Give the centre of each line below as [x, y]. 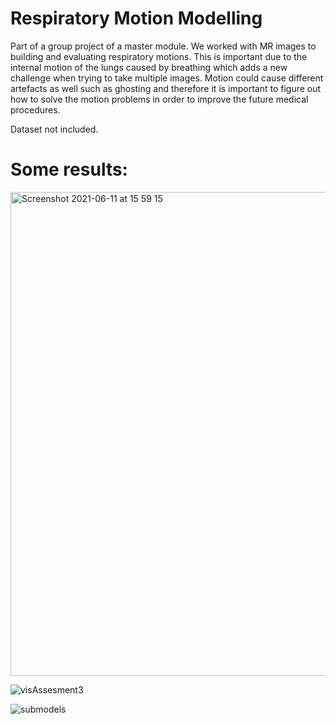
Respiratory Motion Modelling [136, 18]
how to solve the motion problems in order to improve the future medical [159, 99]
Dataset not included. [54, 129]
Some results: [69, 169]
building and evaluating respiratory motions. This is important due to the [159, 56]
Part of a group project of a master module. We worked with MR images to [163, 46]
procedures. [35, 109]
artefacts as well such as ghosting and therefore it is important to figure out [166, 88]
